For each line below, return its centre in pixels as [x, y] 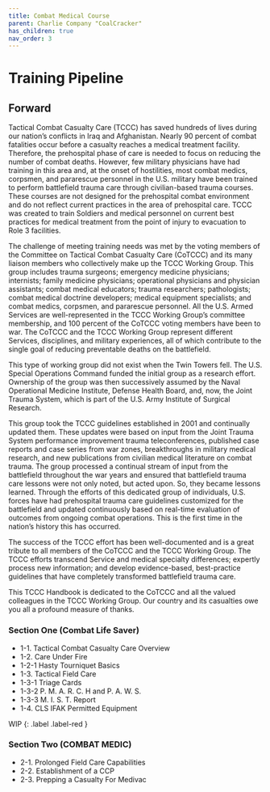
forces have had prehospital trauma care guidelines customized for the [126, 501]
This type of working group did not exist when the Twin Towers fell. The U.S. [135, 365]
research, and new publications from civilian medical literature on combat [130, 458]
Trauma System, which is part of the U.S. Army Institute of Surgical [119, 399]
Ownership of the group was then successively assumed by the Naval [124, 382]
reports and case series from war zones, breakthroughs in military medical [132, 449]
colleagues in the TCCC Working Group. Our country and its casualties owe [133, 601]
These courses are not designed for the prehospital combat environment [129, 196]
